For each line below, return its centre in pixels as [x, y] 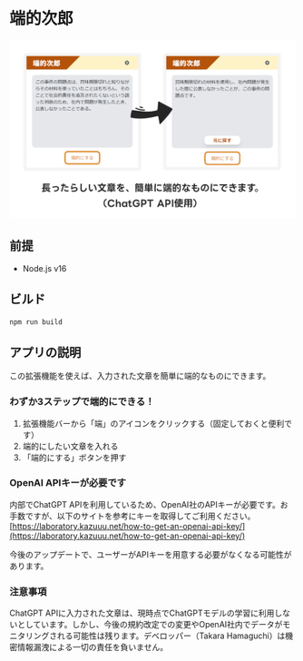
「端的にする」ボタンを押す [74, 457]
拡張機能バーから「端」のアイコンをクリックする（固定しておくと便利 [153, 423]
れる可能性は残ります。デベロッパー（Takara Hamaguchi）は [171, 636]
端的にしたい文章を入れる [70, 446]
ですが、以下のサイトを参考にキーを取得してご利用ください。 [140, 516]
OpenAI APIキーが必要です [68, 483]
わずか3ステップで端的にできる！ [82, 402]
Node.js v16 [44, 268]
